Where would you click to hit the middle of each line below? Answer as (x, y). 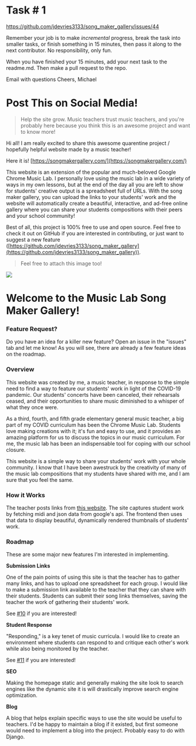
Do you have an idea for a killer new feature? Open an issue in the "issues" (96, 342)
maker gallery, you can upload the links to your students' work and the (91, 197)
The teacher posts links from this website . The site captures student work (95, 508)
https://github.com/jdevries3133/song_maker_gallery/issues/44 (83, 26)
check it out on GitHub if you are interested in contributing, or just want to (95, 233)
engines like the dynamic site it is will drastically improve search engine (92, 689)
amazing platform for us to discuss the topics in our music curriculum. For (95, 437)
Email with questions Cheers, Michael (51, 79)
